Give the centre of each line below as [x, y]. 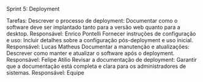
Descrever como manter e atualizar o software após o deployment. [90, 53]
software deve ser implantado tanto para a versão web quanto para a [93, 27]
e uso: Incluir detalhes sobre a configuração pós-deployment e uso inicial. [100, 40]
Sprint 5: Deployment [33, 9]
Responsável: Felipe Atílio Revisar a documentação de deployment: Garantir [102, 60]
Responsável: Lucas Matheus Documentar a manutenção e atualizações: [98, 47]
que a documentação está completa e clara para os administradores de [96, 66]
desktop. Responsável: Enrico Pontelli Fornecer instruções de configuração [101, 34]
